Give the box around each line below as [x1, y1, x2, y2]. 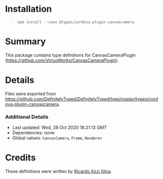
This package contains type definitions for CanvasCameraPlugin [5, 52, 136, 58]
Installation [5, 3, 52, 15]
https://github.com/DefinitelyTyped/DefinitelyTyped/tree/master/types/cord [5, 96, 159, 102]
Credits [5, 152, 36, 163]
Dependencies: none [12, 130, 55, 136]
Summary [5, 36, 46, 47]
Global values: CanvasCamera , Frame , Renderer [12, 135, 102, 141]
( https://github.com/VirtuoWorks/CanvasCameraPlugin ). [5, 57, 119, 63]
